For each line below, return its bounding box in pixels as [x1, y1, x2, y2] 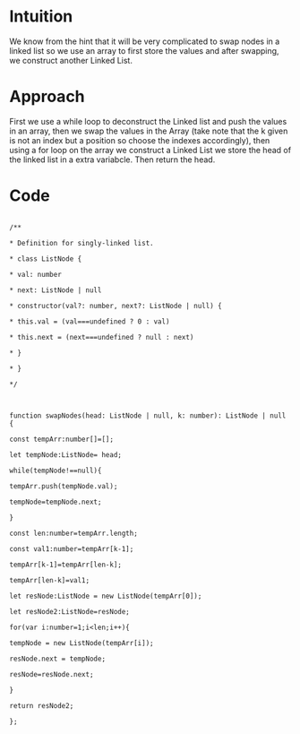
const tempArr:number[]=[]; [9, 435, 115, 444]
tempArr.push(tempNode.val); [9, 481, 118, 490]
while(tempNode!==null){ [9, 466, 102, 475]
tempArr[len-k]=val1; [9, 575, 90, 584]
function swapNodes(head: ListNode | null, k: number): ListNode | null [9, 410, 287, 420]
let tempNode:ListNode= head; [9, 450, 123, 459]
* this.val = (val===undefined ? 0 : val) [9, 316, 170, 326]
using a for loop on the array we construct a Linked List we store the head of [9, 144, 292, 155]
